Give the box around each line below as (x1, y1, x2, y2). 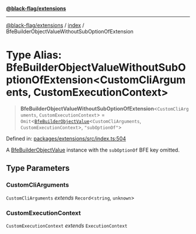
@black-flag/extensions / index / (6, 22, 85, 29)
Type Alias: (6, 49, 62, 62)
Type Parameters (6, 163, 70, 173)
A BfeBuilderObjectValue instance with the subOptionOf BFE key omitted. (6, 146, 180, 153)
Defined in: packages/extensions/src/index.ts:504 (6, 135, 127, 142)
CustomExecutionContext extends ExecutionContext (6, 222, 128, 229)
